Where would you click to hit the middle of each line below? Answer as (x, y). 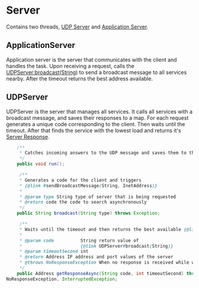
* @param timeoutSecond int (54, 252)
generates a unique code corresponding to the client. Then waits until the (96, 124)
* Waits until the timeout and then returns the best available (100, 229)
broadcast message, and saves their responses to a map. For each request (97, 118)
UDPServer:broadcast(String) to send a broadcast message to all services (97, 72)
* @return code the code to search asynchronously (83, 202)
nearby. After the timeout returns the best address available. (79, 78)
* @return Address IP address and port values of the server (96, 257)
